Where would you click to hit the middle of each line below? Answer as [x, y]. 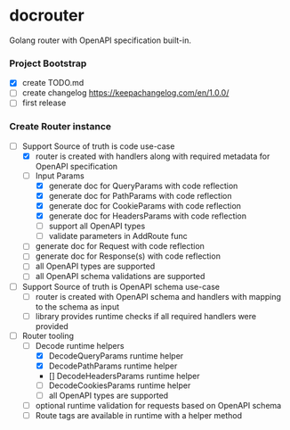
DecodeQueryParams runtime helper [116, 356]
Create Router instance [60, 127]
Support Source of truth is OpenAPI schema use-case [121, 286]
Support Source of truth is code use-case [98, 146]
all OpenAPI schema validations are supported [120, 277]
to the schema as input [77, 306]
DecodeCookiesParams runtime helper [120, 385]
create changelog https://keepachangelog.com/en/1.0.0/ [125, 93]
